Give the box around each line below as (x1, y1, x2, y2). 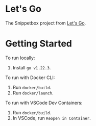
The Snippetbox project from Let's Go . (5, 20, 86, 26)
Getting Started (5, 38, 73, 49)
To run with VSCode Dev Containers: (5, 99, 83, 106)
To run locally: (5, 55, 35, 61)
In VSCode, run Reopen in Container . (12, 115, 91, 121)
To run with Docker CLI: (5, 74, 55, 81)
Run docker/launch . (12, 90, 54, 96)
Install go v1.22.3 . (12, 64, 51, 70)
